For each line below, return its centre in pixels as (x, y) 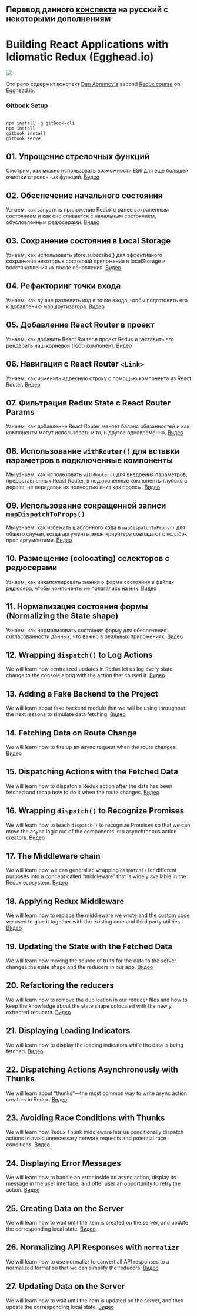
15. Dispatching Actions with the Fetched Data (92, 772)
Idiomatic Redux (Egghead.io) (80, 57)
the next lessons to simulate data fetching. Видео (66, 714)
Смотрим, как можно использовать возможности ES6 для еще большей (97, 171)
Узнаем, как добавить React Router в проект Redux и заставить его (90, 339)
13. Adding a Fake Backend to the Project (82, 694)
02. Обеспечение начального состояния (84, 195)
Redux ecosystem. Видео (37, 883)
